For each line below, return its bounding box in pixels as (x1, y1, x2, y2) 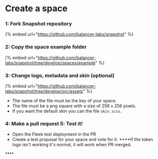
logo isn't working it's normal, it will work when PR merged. (12, 142, 132, 148)
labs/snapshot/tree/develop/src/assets (5, 88, 83, 94)
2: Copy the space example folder (5, 43, 87, 50)
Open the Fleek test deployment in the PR (12, 131, 96, 137)
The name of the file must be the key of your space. (12, 98, 117, 104)
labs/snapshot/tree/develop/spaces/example (5, 60, 95, 66)
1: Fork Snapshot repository (5, 20, 72, 27)
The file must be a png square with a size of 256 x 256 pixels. (12, 103, 136, 109)
